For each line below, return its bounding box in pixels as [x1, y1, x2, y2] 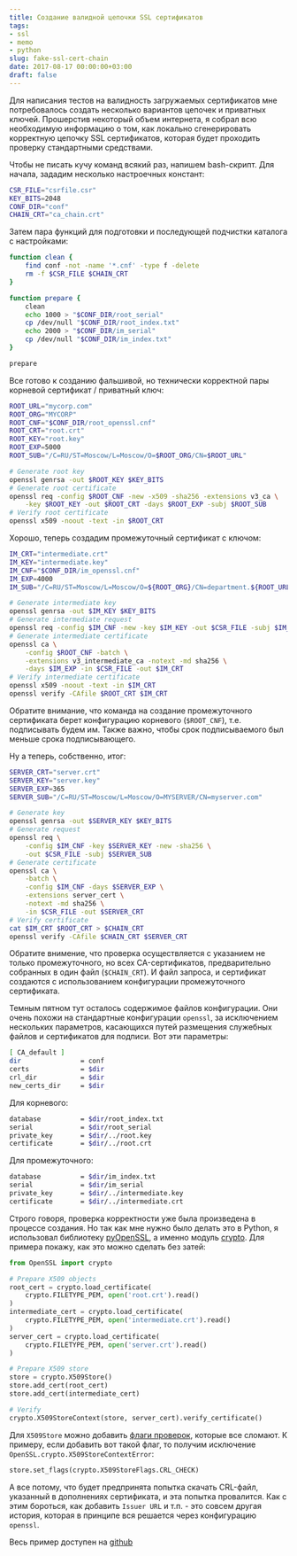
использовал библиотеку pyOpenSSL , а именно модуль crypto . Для [9, 1232, 265, 1242]
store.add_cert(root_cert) [9, 1381, 109, 1390]
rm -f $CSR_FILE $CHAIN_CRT [25, 269, 128, 278]
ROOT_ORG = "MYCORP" [9, 409, 77, 419]
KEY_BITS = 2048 [9, 194, 62, 203]
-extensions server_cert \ [25, 891, 125, 900]
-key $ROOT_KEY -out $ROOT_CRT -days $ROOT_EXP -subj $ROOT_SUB [25, 500, 267, 510]
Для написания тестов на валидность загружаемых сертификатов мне [9, 95, 278, 105]
